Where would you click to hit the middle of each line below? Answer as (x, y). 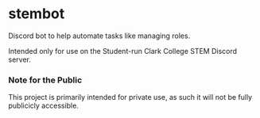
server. (20, 59)
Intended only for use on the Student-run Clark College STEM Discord (122, 51)
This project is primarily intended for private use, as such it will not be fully (130, 97)
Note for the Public (45, 80)
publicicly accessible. (44, 106)
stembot (37, 14)
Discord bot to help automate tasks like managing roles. (99, 36)
